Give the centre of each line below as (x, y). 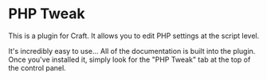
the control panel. (37, 67)
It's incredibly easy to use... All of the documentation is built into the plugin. (132, 51)
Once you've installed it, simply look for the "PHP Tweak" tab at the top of (130, 59)
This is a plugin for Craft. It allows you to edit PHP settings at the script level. (134, 36)
